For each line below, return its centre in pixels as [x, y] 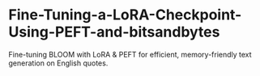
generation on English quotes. [58, 63]
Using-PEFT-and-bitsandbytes [114, 32]
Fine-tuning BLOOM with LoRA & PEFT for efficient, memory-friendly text [130, 54]
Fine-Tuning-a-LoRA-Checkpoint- [125, 15]
